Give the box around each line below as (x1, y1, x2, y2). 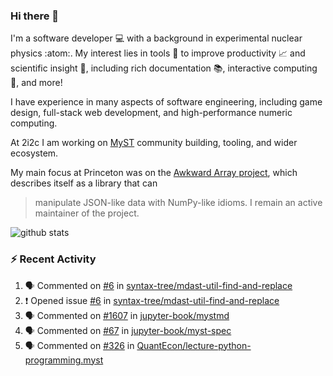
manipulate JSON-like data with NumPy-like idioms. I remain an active (34, 197, 323, 209)
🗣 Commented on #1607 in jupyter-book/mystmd (24, 309, 230, 321)
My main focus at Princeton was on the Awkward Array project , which (10, 167, 298, 179)
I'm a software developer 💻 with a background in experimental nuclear (10, 32, 303, 44)
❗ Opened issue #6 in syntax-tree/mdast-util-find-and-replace (24, 294, 280, 306)
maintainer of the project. (34, 207, 140, 219)
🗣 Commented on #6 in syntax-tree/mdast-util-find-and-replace (24, 279, 293, 291)
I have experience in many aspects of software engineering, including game (10, 96, 323, 108)
